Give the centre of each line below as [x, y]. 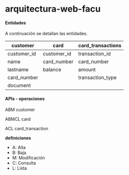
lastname [18, 70]
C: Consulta [24, 163]
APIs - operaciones [25, 98]
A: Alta [19, 147]
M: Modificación [29, 157]
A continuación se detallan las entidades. [46, 34]
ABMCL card [18, 119]
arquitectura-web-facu [53, 9]
